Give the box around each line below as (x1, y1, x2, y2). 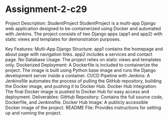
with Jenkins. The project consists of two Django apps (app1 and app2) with (5, 31, 162, 37)
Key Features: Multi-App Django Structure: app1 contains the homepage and (5, 46, 163, 52)
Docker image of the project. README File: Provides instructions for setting (5, 104, 161, 110)
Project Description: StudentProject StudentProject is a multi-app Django (5, 20, 156, 26)
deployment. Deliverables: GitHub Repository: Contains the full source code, (5, 94, 163, 100)
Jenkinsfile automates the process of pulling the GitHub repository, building (5, 78, 162, 84)
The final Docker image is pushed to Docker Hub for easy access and (5, 88, 149, 94)
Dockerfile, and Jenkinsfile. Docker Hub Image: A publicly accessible (5, 99, 148, 105)
